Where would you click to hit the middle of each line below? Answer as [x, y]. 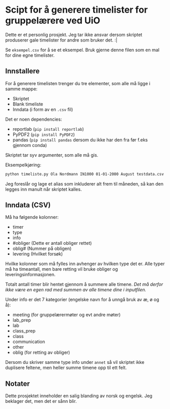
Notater [18, 383]
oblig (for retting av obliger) [41, 352]
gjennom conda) [30, 145]
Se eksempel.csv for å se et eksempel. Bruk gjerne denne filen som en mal [82, 50]
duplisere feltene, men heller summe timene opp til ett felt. [66, 368]
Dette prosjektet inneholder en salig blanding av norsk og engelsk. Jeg [79, 396]
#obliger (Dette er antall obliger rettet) [52, 243]
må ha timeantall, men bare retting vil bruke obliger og [61, 269]
